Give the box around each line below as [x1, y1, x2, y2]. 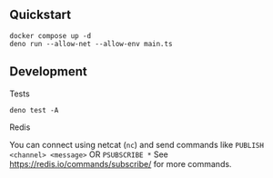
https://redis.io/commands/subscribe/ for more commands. [9, 158, 232, 169]
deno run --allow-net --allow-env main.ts [9, 39, 173, 48]
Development [9, 64, 88, 80]
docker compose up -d [9, 31, 92, 40]
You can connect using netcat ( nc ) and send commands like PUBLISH [9, 139, 264, 150]
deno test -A [9, 105, 59, 114]
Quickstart [9, 7, 72, 23]
